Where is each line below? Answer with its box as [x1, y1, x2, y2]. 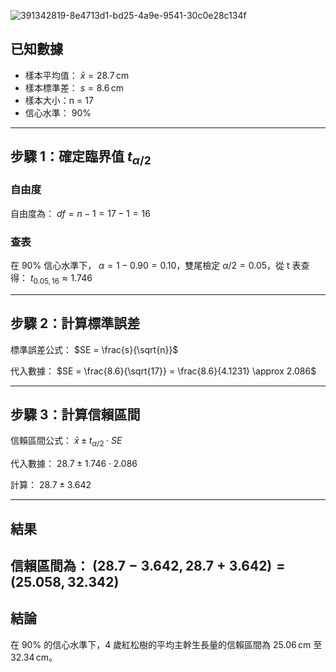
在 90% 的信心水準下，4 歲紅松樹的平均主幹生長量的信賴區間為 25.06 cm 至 [10, 638, 323, 650]
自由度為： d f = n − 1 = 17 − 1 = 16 [10, 207, 151, 219]
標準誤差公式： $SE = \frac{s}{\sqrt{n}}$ [10, 343, 179, 355]
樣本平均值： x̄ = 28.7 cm [24, 69, 130, 81]
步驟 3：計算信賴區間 [10, 406, 141, 423]
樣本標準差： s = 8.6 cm [24, 81, 125, 94]
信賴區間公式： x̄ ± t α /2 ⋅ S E [10, 435, 123, 449]
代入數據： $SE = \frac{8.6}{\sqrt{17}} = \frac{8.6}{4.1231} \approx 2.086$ [10, 365, 317, 377]
